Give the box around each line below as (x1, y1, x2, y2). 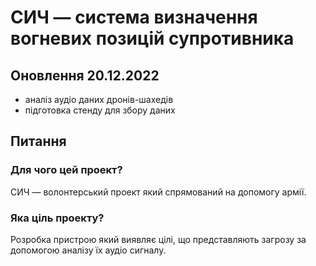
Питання (10, 133, 67, 150)
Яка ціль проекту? (10, 211, 105, 225)
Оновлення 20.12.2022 (10, 67, 160, 84)
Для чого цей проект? (10, 163, 123, 177)
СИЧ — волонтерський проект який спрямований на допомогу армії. (10, 186, 307, 198)
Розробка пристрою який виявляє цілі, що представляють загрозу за (10, 233, 307, 245)
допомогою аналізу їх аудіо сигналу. (10, 244, 167, 256)
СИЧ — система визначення (10, 6, 258, 29)
